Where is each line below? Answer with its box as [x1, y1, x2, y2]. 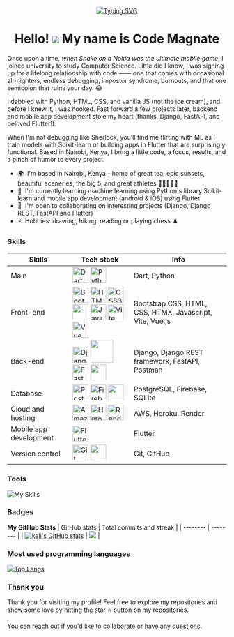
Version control [10, 449, 61, 458]
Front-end [10, 308, 45, 317]
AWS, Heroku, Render [133, 409, 205, 419]
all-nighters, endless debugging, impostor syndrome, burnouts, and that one [7, 76, 226, 84]
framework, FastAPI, [133, 357, 201, 366]
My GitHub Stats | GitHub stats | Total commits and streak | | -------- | [7, 523, 210, 532]
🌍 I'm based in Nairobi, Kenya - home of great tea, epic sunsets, [17, 169, 205, 177]
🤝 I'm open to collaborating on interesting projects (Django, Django [17, 201, 211, 209]
